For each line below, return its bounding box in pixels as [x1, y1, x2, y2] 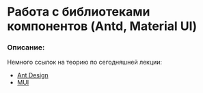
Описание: [7, 43, 45, 52]
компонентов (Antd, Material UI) [7, 18, 198, 34]
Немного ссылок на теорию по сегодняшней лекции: [7, 58, 163, 67]
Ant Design [16, 71, 49, 79]
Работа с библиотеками [7, 4, 150, 20]
